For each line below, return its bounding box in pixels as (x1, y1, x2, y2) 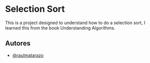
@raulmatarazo (12, 52, 44, 58)
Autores (5, 39, 31, 48)
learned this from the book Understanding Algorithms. (5, 25, 115, 31)
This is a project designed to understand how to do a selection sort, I (5, 20, 146, 26)
